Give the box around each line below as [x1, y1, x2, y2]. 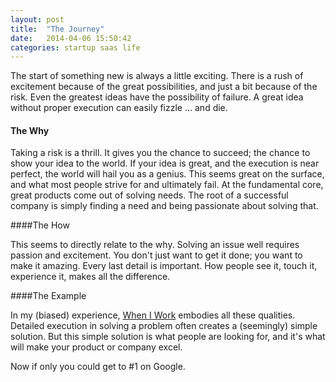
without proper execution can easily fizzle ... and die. [10, 102, 228, 114]
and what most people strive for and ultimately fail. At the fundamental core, [10, 179, 324, 191]
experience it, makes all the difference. [10, 271, 171, 283]
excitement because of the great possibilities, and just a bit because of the [10, 81, 318, 93]
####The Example [10, 290, 87, 302]
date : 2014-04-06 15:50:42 [10, 33, 132, 43]
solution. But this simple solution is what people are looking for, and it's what [10, 331, 326, 343]
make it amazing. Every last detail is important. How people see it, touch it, [10, 260, 318, 272]
